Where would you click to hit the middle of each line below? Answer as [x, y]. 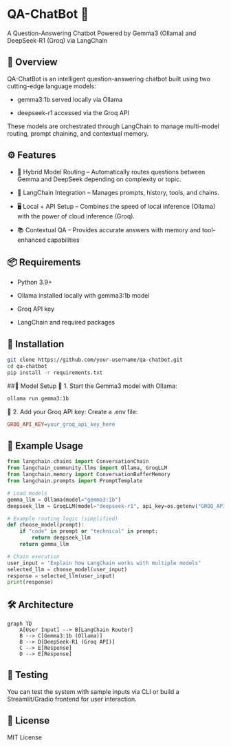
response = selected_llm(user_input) [61, 576]
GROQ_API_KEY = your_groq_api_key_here [61, 424]
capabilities [64, 240]
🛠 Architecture [41, 605]
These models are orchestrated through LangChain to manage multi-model [113, 126]
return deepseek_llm [61, 538]
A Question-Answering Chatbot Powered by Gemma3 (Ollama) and [102, 33]
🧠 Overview [32, 62]
